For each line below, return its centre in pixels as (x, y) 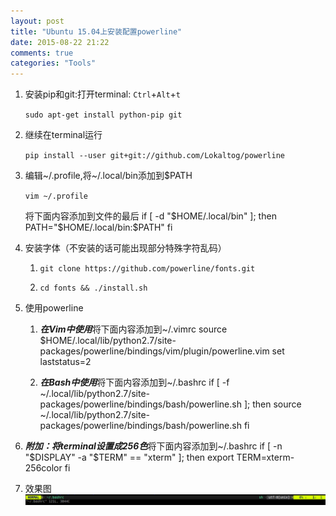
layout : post (37, 21)
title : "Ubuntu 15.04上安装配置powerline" (96, 31)
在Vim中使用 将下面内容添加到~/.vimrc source (133, 329)
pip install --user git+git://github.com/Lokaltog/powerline (155, 156)
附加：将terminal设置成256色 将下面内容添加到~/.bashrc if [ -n (153, 446)
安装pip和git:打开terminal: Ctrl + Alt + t (102, 94)
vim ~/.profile (56, 196)
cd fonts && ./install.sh (93, 288)
